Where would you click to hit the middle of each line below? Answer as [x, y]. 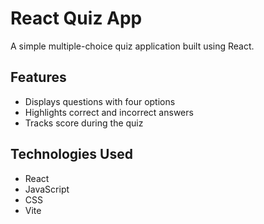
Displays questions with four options [100, 101]
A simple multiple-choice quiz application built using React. [132, 46]
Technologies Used [71, 154]
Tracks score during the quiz [84, 123]
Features [38, 77]
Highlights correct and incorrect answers [109, 112]
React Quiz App [76, 18]
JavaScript [47, 189]
